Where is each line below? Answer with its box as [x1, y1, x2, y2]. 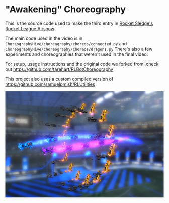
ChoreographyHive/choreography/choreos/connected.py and [5, 40, 127, 46]
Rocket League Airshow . [5, 25, 55, 31]
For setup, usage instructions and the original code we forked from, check [5, 61, 159, 67]
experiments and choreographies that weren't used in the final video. [5, 51, 148, 57]
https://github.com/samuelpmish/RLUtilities [5, 81, 95, 87]
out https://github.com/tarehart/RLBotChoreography [5, 66, 113, 72]
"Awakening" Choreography [5, 4, 126, 15]
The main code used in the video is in [5, 35, 83, 41]
